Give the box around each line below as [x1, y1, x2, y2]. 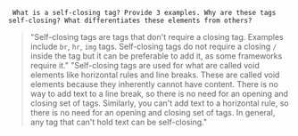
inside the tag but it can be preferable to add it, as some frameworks [29, 51, 283, 61]
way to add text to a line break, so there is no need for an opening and [29, 89, 289, 99]
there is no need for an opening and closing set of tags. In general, [29, 108, 276, 117]
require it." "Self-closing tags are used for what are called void [29, 60, 260, 70]
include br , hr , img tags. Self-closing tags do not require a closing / [29, 41, 277, 52]
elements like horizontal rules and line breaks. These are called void [29, 69, 280, 80]
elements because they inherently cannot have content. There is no [29, 79, 278, 89]
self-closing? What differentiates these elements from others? [8, 16, 252, 25]
